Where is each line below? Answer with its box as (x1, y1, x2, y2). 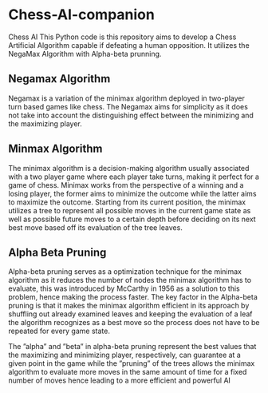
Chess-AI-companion (8, 6, 156, 24)
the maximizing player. (8, 118, 82, 129)
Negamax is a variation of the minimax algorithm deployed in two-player (8, 93, 246, 103)
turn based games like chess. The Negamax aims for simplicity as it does (8, 101, 249, 111)
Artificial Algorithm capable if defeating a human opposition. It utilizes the (8, 40, 250, 50)
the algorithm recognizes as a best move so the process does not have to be (8, 318, 260, 327)
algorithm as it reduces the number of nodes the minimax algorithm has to (8, 276, 252, 285)
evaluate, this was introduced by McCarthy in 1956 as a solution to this (8, 284, 241, 293)
